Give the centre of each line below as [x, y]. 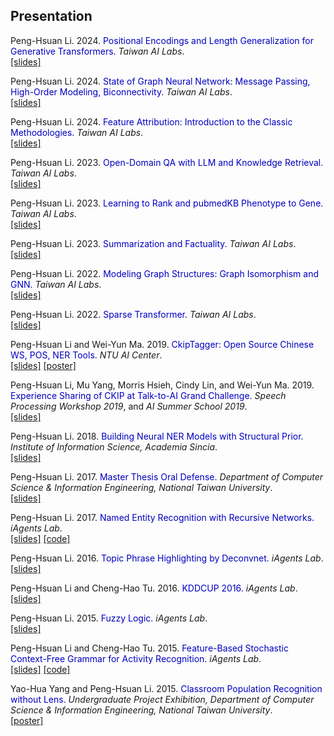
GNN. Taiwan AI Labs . [56, 284]
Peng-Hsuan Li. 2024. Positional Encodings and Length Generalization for [162, 40]
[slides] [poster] [43, 365]
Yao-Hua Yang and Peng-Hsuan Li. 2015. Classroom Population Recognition [166, 688]
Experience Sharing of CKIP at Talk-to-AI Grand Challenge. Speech [148, 395]
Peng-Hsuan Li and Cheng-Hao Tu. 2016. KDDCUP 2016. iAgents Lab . [154, 588]
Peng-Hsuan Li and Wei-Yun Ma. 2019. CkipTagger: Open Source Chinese [162, 344]
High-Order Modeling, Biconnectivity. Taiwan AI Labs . [121, 91]
